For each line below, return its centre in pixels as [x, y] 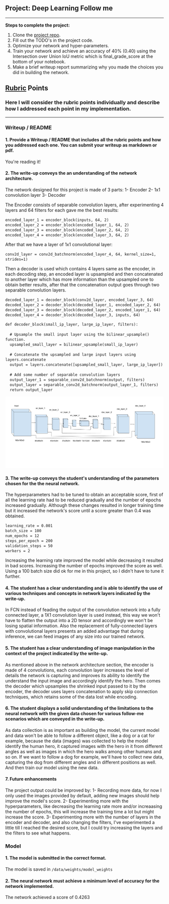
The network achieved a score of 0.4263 [48, 897]
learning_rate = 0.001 [29, 526]
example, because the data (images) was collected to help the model [77, 741]
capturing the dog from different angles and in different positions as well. [81, 762]
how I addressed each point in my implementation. [68, 109]
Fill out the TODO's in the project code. [53, 40]
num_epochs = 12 [22, 536]
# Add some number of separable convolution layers [65, 374]
